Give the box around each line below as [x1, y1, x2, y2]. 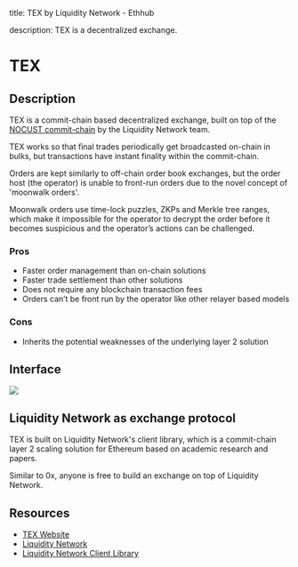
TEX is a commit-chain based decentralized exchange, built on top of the [9, 115, 277, 125]
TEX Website [21, 529, 69, 540]
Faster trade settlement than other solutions [21, 275, 183, 285]
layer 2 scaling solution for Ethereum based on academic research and [9, 443, 269, 454]
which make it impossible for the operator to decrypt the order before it [9, 213, 270, 224]
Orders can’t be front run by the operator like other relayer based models [21, 293, 290, 305]
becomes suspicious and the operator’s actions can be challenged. [9, 223, 255, 234]
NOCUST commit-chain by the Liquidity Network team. [9, 124, 211, 134]
